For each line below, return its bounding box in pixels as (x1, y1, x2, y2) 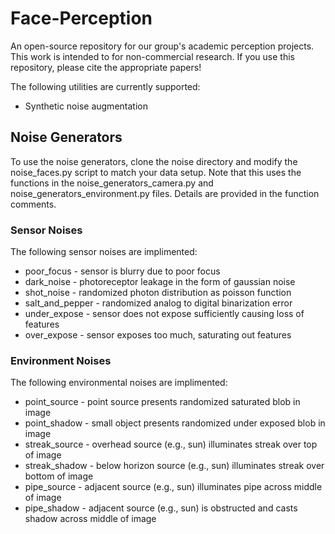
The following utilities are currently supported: (10, 80, 201, 92)
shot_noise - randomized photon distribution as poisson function (24, 287, 292, 299)
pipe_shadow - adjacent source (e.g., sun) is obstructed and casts (24, 502, 298, 514)
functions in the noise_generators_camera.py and (10, 177, 214, 189)
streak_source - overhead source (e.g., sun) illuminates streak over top (24, 438, 318, 451)
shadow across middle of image (24, 513, 157, 525)
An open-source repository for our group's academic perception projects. (10, 40, 315, 52)
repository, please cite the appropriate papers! (10, 61, 202, 73)
